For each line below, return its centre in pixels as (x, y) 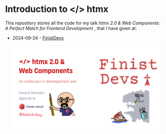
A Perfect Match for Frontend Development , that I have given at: (71, 28)
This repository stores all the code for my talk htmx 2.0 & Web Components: (83, 23)
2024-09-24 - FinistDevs (38, 38)
